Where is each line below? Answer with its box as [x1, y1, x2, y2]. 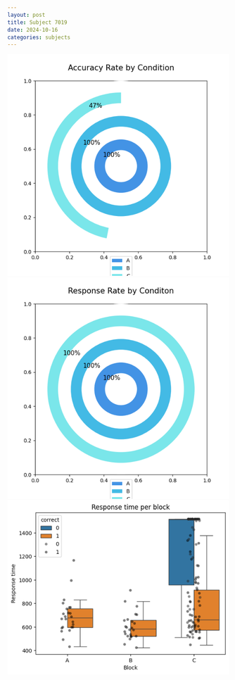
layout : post [7, 11, 46, 18]
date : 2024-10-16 [7, 26, 58, 33]
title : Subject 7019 [7, 18, 68, 26]
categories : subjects [7, 34, 71, 41]
